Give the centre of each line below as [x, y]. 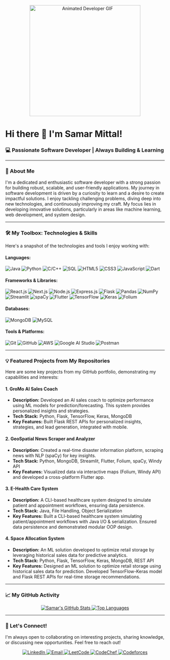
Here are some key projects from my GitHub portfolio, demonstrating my [80, 372]
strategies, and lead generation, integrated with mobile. [70, 427]
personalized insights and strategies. [51, 411]
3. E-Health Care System [32, 489]
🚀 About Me [20, 171]
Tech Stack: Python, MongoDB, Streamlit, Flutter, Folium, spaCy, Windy [87, 461]
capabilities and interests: [32, 377]
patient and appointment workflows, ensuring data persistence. [79, 505]
